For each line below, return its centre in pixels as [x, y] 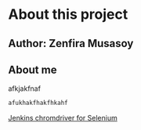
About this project [68, 14]
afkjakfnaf [25, 88]
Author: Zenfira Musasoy [71, 43]
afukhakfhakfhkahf [38, 103]
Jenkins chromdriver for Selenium [63, 118]
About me [33, 69]
